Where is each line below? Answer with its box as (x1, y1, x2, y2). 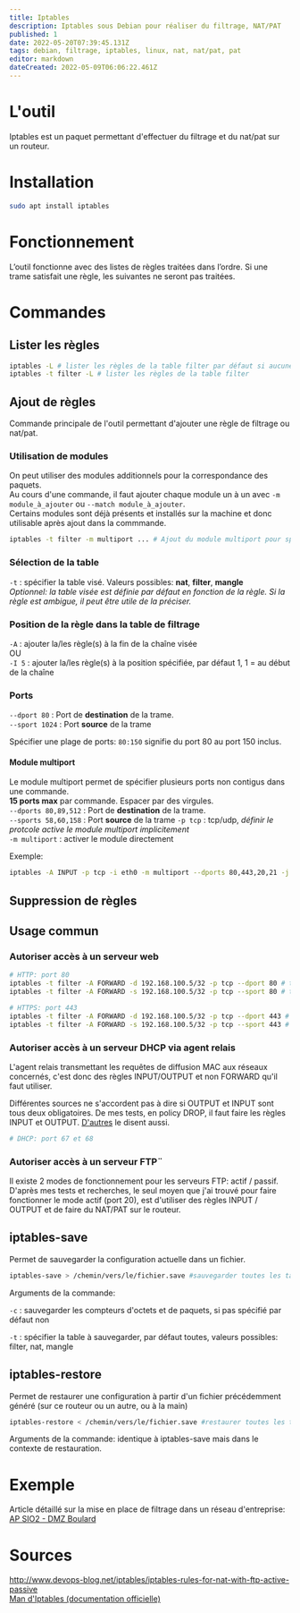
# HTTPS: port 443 (9, 1003, 78, 1012)
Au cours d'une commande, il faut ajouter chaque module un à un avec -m (9, 489, 280, 500)
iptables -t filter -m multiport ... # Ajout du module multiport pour (9, 535, 281, 544)
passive (9, 1584, 38, 1595)
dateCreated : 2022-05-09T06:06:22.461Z (9, 64, 158, 72)
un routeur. (9, 140, 50, 151)
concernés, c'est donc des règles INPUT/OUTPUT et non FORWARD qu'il (9, 1071, 279, 1082)
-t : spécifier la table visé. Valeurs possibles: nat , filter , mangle (9, 576, 244, 587)
